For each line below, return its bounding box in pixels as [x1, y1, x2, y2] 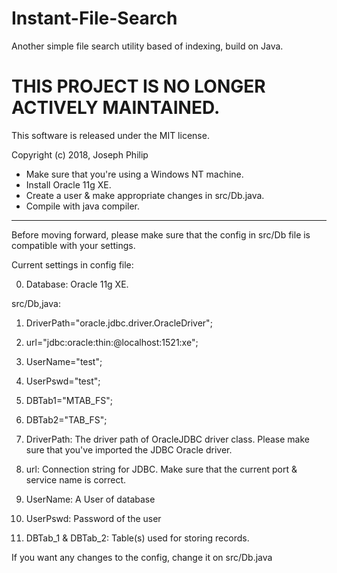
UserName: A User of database [25, 493, 156, 505]
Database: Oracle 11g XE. [25, 278, 129, 290]
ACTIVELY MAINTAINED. [11, 97, 221, 119]
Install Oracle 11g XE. [25, 178, 112, 191]
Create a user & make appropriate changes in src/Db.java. [25, 189, 265, 201]
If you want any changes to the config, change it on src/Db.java [11, 551, 273, 563]
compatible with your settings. [11, 239, 136, 251]
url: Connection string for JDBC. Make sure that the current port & [25, 463, 298, 475]
